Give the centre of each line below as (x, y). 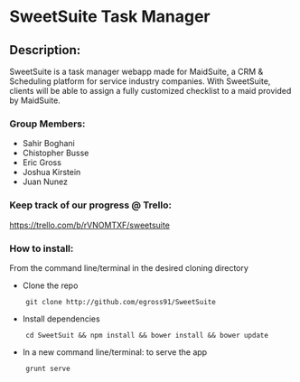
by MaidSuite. (35, 100)
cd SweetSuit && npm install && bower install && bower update (147, 335)
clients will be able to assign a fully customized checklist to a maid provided (150, 91)
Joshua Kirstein (52, 172)
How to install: (42, 248)
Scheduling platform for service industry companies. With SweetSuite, (140, 81)
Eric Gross (42, 163)
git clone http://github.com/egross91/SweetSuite (121, 302)
